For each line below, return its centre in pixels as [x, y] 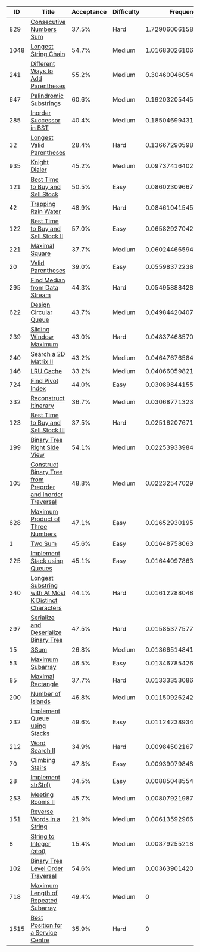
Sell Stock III [48, 430]
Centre [40, 940]
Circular [42, 312]
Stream [41, 295]
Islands [40, 701]
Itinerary [43, 406]
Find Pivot [44, 381]
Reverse [42, 812]
